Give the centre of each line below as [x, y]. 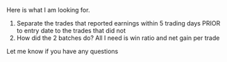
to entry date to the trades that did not [71, 31]
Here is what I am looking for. [48, 10]
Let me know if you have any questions [62, 51]
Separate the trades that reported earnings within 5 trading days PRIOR [118, 23]
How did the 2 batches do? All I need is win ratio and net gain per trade [118, 38]
